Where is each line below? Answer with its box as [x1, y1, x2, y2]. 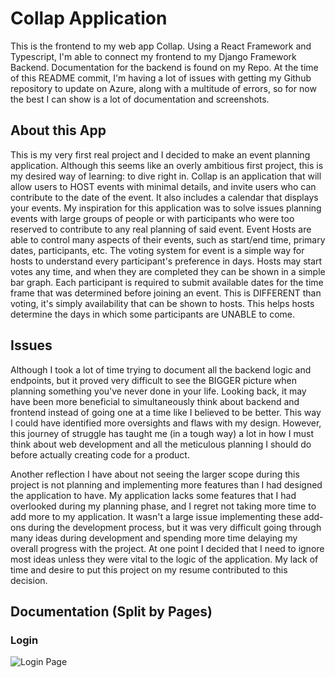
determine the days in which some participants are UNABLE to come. [10, 308, 296, 320]
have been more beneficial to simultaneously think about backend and [10, 395, 300, 407]
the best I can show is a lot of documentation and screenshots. [10, 93, 270, 105]
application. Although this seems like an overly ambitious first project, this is [10, 159, 324, 171]
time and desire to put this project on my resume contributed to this [10, 563, 288, 576]
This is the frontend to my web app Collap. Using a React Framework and [10, 40, 312, 52]
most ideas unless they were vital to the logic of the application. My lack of [10, 553, 319, 565]
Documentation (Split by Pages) [10, 603, 213, 620]
